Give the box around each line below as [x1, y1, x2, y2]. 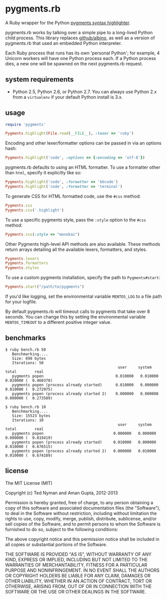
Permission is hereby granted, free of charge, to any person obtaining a [5, 499, 153, 505]
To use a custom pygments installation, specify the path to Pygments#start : [5, 275, 160, 281]
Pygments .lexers [5, 256, 39, 261]
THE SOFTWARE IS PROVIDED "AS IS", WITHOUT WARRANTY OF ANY [5, 551, 152, 557]
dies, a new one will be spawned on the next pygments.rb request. [5, 60, 143, 66]
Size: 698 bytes [12, 356, 46, 361]
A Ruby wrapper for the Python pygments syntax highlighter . [5, 20, 131, 26]
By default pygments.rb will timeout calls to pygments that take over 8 [5, 308, 150, 315]
